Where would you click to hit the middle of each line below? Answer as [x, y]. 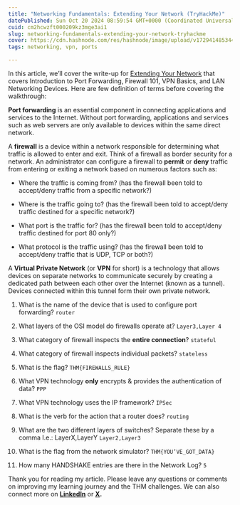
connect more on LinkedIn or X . [55, 494]
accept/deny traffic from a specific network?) [85, 190]
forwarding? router [47, 312]
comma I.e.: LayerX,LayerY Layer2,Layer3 [79, 437]
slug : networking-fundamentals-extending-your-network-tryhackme [107, 34]
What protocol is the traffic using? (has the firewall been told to [111, 247]
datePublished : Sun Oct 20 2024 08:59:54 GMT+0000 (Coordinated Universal [121, 21]
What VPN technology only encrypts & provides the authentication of [120, 381]
